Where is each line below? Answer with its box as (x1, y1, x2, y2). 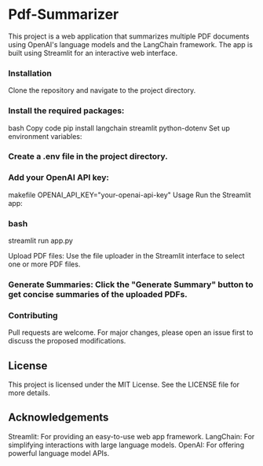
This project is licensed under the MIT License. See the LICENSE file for (8, 380, 240, 390)
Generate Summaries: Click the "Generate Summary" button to (8, 279, 254, 290)
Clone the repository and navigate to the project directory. (8, 86, 196, 95)
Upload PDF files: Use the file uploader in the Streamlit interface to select (8, 251, 245, 261)
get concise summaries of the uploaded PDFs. (8, 288, 188, 299)
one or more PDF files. (8, 259, 81, 269)
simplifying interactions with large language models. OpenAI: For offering (8, 440, 245, 449)
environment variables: (8, 131, 82, 141)
